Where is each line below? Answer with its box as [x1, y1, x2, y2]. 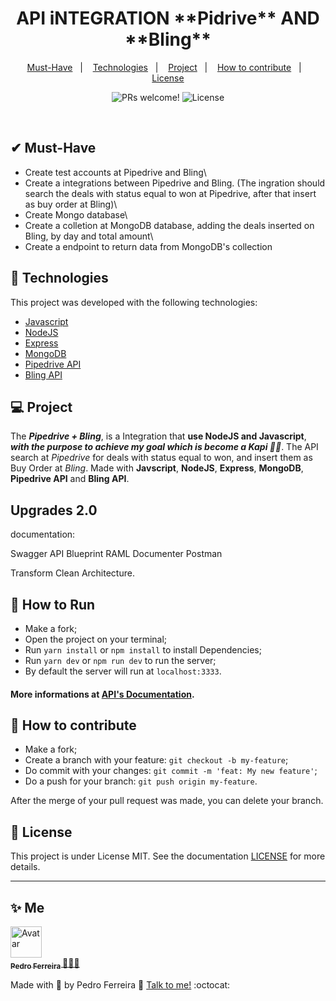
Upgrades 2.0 [10, 502, 98, 519]
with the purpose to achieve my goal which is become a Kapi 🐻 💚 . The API [10, 441, 319, 453]
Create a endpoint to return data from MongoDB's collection [24, 240, 273, 252]
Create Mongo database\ [24, 208, 128, 221]
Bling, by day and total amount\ [24, 230, 154, 242]
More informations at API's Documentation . [10, 688, 195, 700]
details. [10, 861, 41, 873]
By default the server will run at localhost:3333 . [24, 665, 222, 677]
